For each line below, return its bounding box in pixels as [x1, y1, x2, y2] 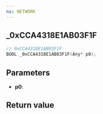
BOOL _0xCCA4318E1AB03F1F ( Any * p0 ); [6, 51, 96, 58]
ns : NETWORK [6, 8, 36, 15]
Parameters [6, 68, 50, 78]
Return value [6, 100, 54, 110]
